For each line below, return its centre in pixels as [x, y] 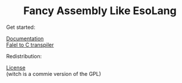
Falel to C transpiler [30, 45]
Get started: [21, 27]
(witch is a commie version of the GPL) [54, 74]
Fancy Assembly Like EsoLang [100, 11]
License [16, 67]
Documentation [25, 38]
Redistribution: [24, 56]
